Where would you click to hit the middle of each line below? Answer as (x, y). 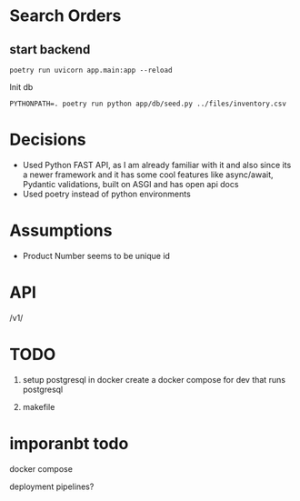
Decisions (48, 140)
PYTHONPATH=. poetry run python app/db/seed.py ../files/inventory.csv (148, 104)
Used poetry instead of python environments (106, 194)
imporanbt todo (69, 443)
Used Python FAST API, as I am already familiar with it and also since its (157, 165)
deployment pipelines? (52, 486)
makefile (39, 406)
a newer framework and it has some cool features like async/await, (148, 175)
